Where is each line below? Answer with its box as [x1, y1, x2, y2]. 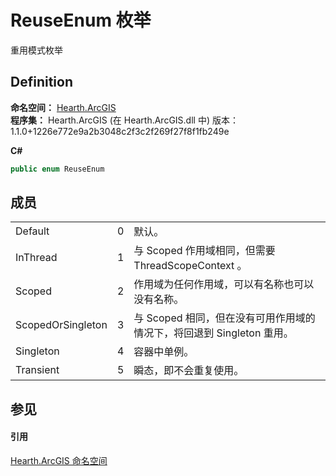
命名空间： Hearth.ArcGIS [10, 101, 117, 113]
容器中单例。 [133, 345, 195, 359]
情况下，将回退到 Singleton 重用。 [133, 326, 294, 340]
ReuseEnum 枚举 [10, 9, 152, 32]
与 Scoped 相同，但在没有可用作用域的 [133, 311, 316, 325]
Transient [15, 363, 60, 377]
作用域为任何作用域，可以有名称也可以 [133, 277, 315, 291]
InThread [15, 251, 58, 265]
